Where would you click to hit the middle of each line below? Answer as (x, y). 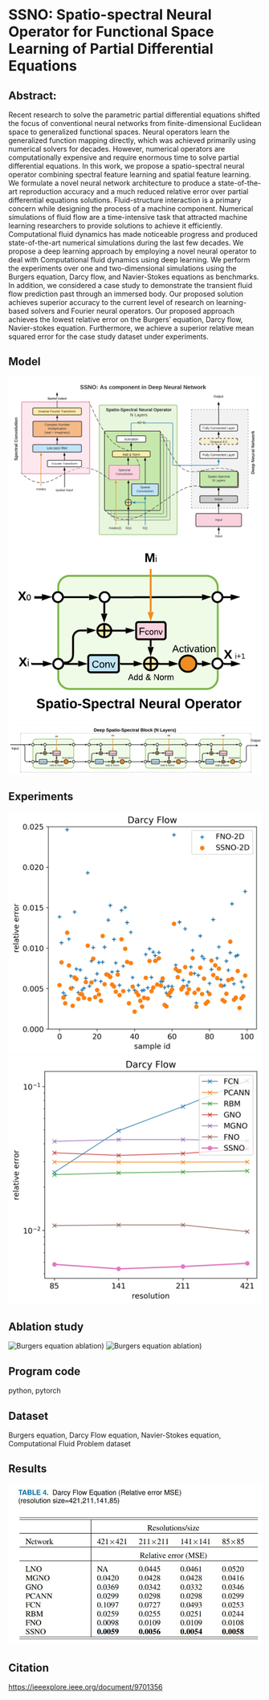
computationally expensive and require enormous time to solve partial (124, 157)
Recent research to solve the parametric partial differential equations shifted (134, 115)
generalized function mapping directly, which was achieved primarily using (132, 140)
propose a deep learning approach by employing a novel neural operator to (132, 251)
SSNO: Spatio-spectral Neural (110, 15)
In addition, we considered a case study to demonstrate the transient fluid (130, 285)
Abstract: (33, 95)
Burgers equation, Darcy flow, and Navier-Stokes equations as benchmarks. (134, 277)
